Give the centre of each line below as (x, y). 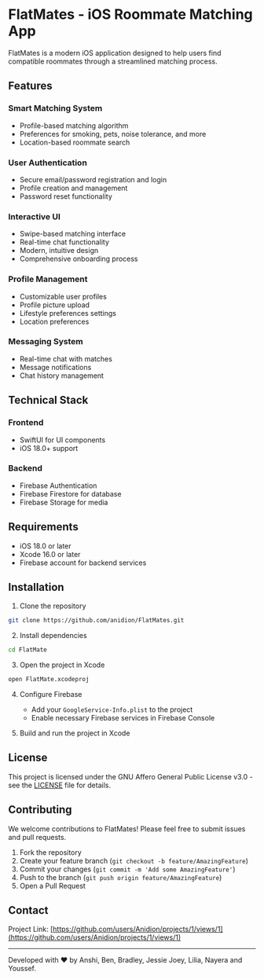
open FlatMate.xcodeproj (49, 680)
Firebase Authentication (58, 486)
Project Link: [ (31, 929)
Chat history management (62, 376)
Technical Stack (48, 400)
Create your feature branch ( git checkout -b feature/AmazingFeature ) (134, 860)
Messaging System (46, 342)
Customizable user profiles (63, 296)
